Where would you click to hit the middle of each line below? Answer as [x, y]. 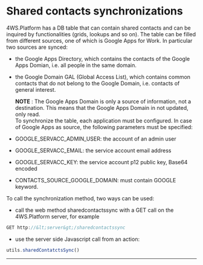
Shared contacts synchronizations [95, 11]
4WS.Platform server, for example [57, 216]
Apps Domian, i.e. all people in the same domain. [76, 65]
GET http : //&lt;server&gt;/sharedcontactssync [66, 228]
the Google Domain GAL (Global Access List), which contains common [103, 77]
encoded [26, 168]
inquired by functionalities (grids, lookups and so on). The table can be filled [101, 34]
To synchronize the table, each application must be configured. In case [103, 120]
